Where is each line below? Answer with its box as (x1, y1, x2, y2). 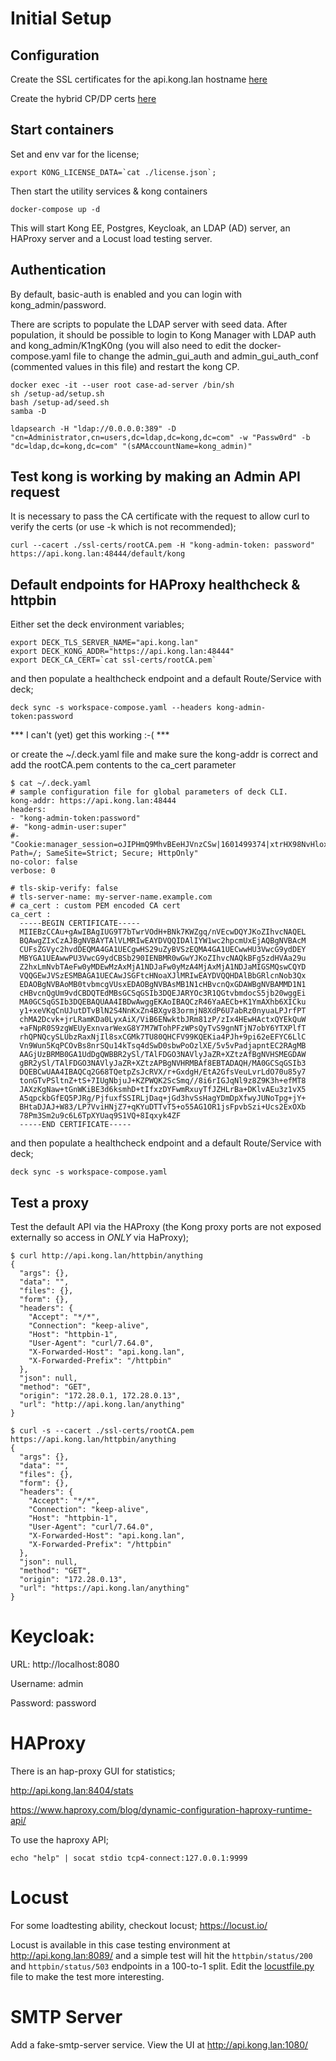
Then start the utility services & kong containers (10, 185, 208, 197)
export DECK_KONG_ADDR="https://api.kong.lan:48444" (10, 647, 235, 657)
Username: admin (10, 1678, 84, 1689)
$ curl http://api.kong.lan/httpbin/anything (10, 1251, 203, 1261)
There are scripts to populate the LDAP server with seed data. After (10, 318, 288, 330)
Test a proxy (10, 1194, 90, 1211)
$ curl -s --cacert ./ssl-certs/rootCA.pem (10, 1426, 195, 1436)
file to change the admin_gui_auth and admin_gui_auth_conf (73, 350, 319, 362)
